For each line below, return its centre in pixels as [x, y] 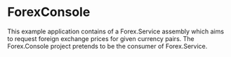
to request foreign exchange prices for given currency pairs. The [101, 38]
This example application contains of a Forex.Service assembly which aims [116, 31]
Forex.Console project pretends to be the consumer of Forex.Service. [107, 46]
